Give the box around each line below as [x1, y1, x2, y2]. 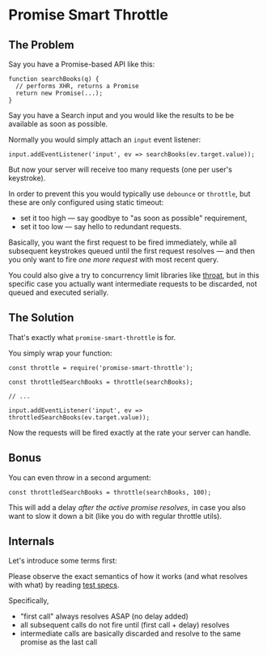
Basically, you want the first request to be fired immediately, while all [8, 237, 237, 247]
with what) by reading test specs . [8, 581, 120, 590]
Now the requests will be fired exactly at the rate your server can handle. [8, 427, 252, 437]
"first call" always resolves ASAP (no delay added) [19, 611, 189, 621]
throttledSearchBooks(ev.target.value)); [8, 413, 150, 422]
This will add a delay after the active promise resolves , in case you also [8, 502, 246, 512]
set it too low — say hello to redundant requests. [19, 222, 182, 232]
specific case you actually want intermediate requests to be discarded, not [8, 279, 257, 288]
